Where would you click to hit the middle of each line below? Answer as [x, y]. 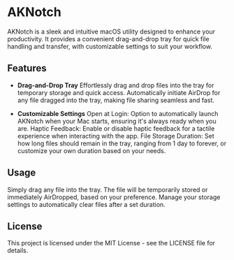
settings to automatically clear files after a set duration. [86, 204]
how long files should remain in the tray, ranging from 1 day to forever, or [122, 143]
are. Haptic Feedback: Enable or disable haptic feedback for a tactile [116, 128]
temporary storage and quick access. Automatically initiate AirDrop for [119, 92]
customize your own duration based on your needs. [92, 150]
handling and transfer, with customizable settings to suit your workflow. [110, 46]
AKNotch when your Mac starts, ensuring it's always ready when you [117, 121]
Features [27, 68]
